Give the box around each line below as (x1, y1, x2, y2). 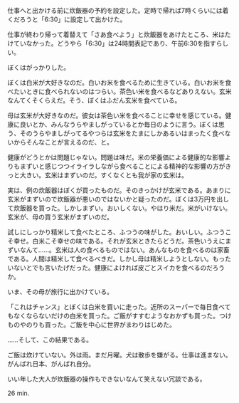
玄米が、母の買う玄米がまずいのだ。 (7, 213, 114, 221)
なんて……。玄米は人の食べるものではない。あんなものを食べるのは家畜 (19, 246, 230, 254)
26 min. (7, 389, 30, 397)
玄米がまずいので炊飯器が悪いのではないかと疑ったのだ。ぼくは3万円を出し (7, 195, 230, 203)
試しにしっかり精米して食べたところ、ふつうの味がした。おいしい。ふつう (7, 228, 225, 236)
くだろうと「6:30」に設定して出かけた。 (7, 15, 127, 23)
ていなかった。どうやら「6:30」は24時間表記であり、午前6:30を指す (13, 39, 217, 48)
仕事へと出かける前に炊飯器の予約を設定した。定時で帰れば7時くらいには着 (7, 6, 229, 14)
